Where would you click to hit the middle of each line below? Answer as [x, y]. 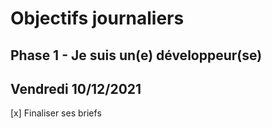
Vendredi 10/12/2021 [76, 88]
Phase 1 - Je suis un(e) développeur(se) [136, 55]
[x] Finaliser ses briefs [56, 113]
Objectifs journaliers [97, 18]
